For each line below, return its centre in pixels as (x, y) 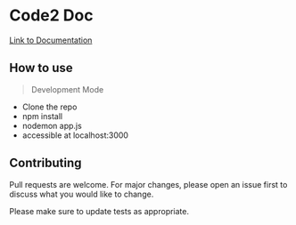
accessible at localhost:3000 (75, 135)
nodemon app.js (52, 125)
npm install (42, 116)
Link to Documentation (51, 40)
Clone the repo (49, 107)
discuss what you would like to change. (82, 194)
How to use (41, 68)
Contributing (45, 163)
